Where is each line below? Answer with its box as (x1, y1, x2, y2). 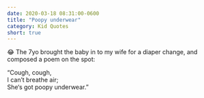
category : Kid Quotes (7, 23, 69, 29)
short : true (7, 29, 41, 36)
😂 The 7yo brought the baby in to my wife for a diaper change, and (7, 48, 198, 56)
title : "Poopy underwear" (7, 16, 81, 23)
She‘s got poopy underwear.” (7, 83, 89, 91)
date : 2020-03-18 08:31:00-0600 (7, 10, 99, 17)
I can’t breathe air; (7, 76, 59, 84)
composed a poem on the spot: (7, 56, 96, 64)
